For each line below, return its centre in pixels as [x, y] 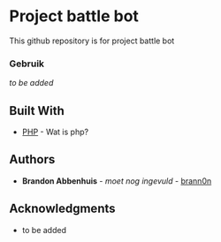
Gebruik [27, 64]
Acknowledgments [63, 209]
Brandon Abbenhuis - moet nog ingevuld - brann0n [117, 181]
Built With [37, 111]
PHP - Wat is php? [55, 132]
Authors [32, 159]
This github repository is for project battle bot [92, 41]
